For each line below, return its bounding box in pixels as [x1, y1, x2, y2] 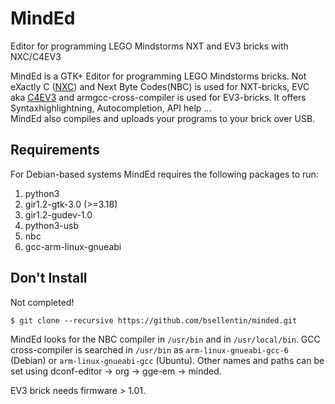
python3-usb [24, 219, 80, 231]
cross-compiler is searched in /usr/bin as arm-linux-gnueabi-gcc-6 [10, 343, 289, 356]
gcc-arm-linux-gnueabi [24, 240, 122, 252]
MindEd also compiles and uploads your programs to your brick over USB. [10, 112, 316, 124]
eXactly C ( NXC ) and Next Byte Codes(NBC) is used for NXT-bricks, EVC [10, 80, 310, 92]
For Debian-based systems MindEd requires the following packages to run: [10, 168, 319, 180]
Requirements [10, 142, 100, 159]
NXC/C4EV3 [10, 50, 62, 62]
